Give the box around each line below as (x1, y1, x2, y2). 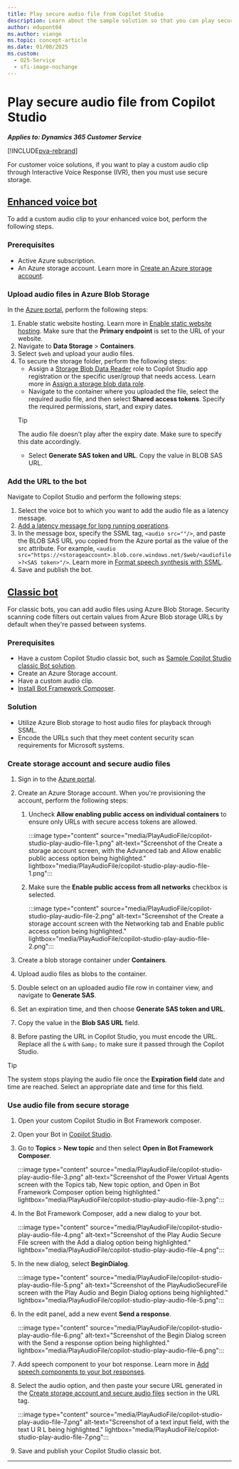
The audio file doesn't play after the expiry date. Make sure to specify (17, 430, 222, 438)
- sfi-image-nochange (14, 63, 78, 70)
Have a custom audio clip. (17, 677, 94, 685)
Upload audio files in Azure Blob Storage (7, 289, 150, 299)
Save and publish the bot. (17, 566, 93, 574)
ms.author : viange (7, 30, 62, 38)
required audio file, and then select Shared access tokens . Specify (28, 394, 225, 403)
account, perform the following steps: (17, 796, 128, 805)
